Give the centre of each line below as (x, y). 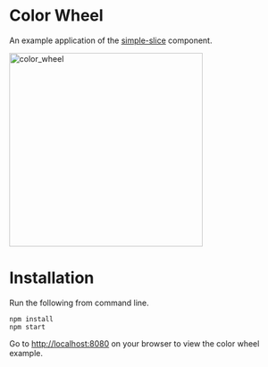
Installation (52, 278)
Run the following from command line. (79, 303)
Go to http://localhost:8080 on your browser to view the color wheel (134, 343)
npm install (31, 319)
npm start (28, 327)
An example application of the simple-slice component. (111, 40)
